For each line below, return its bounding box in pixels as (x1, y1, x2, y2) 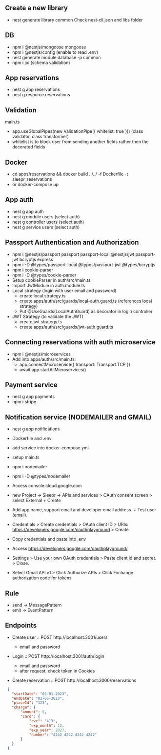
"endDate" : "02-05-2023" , (11, 696, 64, 701)
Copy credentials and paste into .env (12, 536, 86, 542)
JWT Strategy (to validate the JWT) (12, 314, 84, 319)
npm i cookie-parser (12, 267, 54, 273)
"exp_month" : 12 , (29, 723, 64, 728)
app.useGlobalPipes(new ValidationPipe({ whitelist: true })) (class (12, 128, 143, 134)
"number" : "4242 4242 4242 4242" (29, 732, 97, 737)
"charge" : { (11, 705, 36, 710)
